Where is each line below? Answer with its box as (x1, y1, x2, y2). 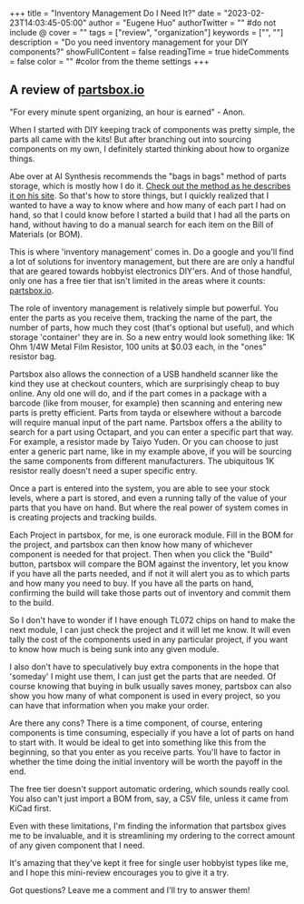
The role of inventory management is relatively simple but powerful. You (9, 302, 279, 313)
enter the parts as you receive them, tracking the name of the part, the (9, 312, 273, 323)
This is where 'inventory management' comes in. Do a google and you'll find (9, 246, 294, 257)
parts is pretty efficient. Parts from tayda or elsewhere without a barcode (9, 407, 282, 417)
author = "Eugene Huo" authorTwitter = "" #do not (88, 17, 277, 28)
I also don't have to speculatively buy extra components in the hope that (9, 661, 279, 672)
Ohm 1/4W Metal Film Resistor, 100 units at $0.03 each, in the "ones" (9, 341, 267, 352)
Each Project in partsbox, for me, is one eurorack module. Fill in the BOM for (9, 529, 294, 540)
